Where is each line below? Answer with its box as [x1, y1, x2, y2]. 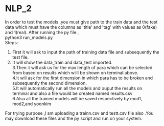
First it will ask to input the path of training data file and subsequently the [12, 49, 160, 55]
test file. [12, 54, 29, 60]
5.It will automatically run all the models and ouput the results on [12, 85, 142, 91]
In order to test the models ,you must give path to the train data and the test [5, 19, 158, 25]
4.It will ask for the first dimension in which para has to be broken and [12, 75, 153, 81]
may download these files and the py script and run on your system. [5, 115, 142, 121]
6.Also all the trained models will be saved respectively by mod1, [12, 95, 142, 101]
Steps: [5, 39, 18, 45]
